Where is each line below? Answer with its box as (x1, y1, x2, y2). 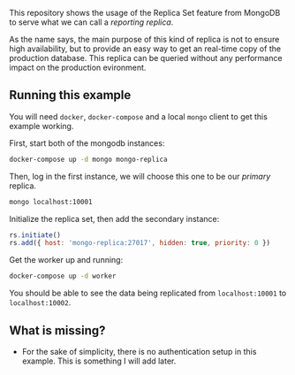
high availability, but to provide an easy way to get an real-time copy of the (9, 43, 281, 54)
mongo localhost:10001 (9, 197, 93, 206)
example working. (9, 120, 74, 131)
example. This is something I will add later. (21, 356, 177, 366)
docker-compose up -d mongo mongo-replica (9, 155, 168, 164)
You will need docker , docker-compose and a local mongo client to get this (9, 111, 268, 122)
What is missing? (9, 323, 106, 338)
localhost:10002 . (9, 297, 72, 308)
